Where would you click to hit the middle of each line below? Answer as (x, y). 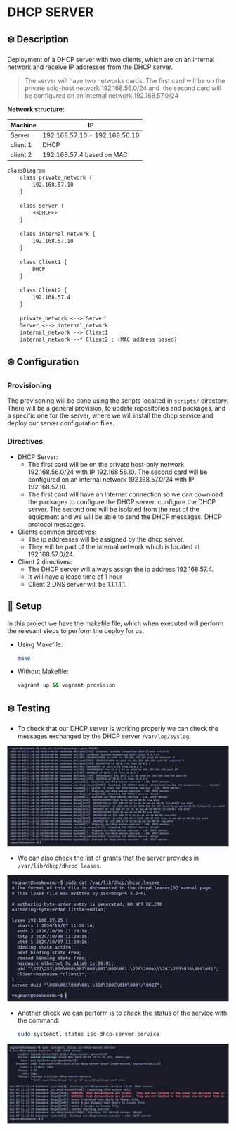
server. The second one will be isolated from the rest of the (113, 509)
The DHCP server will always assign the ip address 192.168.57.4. (121, 569)
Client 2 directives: (45, 561)
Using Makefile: (40, 644)
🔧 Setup (25, 606)
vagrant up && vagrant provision (66, 685)
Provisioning (29, 386)
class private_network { (56, 177)
